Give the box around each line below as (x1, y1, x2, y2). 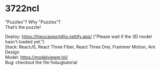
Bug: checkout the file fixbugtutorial (5, 59, 77, 65)
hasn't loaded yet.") (5, 38, 45, 44)
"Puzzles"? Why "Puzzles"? (5, 19, 61, 25)
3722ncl (5, 3, 40, 14)
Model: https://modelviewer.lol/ (5, 54, 68, 60)
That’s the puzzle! (5, 24, 41, 30)
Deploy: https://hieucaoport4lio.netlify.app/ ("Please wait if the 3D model (5, 34, 152, 39)
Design (5, 49, 20, 55)
